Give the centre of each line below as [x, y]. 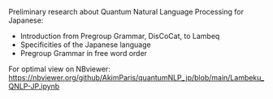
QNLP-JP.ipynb [34, 86]
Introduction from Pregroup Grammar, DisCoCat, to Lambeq [120, 36]
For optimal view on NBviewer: [60, 69]
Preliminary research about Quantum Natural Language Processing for [126, 12]
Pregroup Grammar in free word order [84, 53]
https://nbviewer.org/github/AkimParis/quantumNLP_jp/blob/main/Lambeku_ [136, 77]
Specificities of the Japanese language [86, 45]
